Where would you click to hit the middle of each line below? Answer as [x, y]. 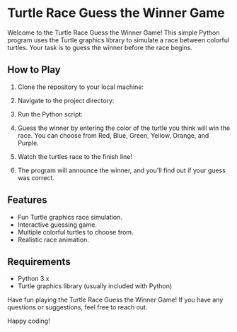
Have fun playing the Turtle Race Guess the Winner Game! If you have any [115, 300]
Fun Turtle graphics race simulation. [70, 217]
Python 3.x [33, 279]
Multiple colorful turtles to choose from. [75, 232]
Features [27, 200]
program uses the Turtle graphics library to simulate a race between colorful [118, 40]
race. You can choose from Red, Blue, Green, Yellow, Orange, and [113, 135]
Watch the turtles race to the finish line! [75, 156]
